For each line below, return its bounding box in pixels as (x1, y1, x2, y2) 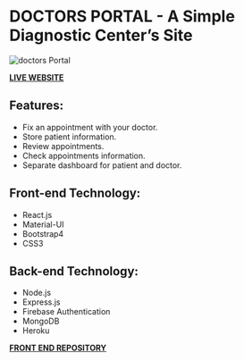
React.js (21, 209, 53, 220)
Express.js (21, 297, 61, 307)
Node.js (21, 288, 52, 298)
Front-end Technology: (9, 186, 141, 201)
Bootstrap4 (21, 228, 64, 239)
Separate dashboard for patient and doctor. (21, 159, 182, 171)
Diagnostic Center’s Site (9, 25, 193, 46)
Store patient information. (21, 131, 117, 142)
